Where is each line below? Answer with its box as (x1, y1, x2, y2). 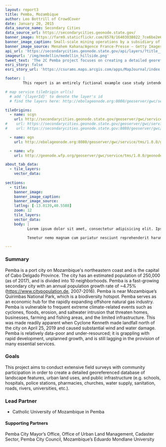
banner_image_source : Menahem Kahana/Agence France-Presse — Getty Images (5, 44, 163, 49)
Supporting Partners (5, 420, 48, 426)
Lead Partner (5, 398, 37, 404)
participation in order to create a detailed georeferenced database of (5, 369, 145, 375)
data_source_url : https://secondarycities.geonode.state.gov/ (5, 30, 136, 35)
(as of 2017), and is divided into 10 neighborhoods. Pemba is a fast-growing (5, 277, 159, 283)
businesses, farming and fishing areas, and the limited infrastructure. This (5, 314, 156, 320)
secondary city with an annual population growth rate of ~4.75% (5, 283, 136, 289)
